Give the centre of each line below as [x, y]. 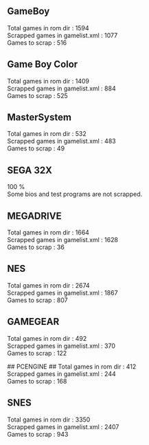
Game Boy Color [43, 65]
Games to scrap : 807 [37, 300]
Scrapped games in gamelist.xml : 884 [61, 88]
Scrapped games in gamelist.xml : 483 [61, 141]
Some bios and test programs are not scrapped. [75, 194]
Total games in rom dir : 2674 [49, 285]
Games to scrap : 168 [37, 381]
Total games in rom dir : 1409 [48, 81]
